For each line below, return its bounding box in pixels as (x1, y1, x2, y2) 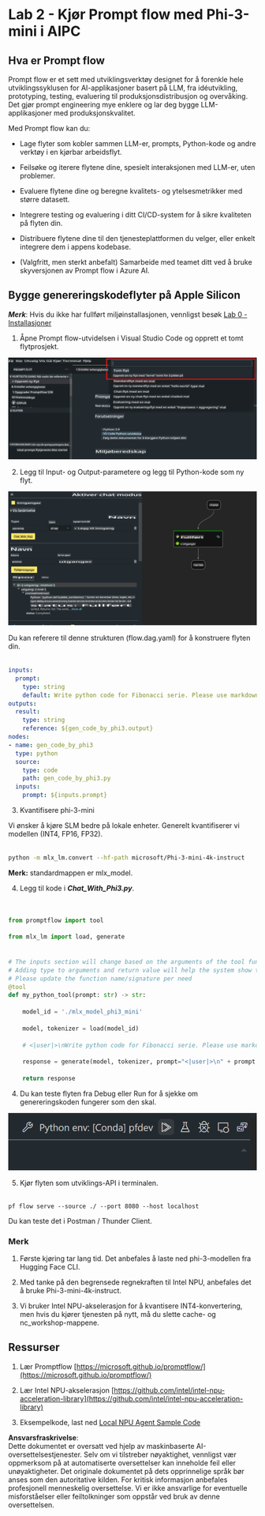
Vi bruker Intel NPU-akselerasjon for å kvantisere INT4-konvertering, (19, 1301, 243, 1311)
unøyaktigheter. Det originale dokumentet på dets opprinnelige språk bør (8, 1466, 244, 1476)
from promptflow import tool (8, 916, 104, 924)
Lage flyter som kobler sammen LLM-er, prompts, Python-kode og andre (19, 139, 256, 148)
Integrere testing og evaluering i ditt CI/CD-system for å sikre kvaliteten (19, 210, 252, 219)
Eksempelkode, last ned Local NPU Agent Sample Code (19, 1417, 201, 1427)
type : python (15, 749, 58, 758)
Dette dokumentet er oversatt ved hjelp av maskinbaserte (8, 1441, 195, 1450)
